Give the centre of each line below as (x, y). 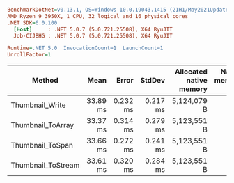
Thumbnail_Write (38, 105)
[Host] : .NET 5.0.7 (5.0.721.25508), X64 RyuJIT (93, 29)
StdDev (153, 81)
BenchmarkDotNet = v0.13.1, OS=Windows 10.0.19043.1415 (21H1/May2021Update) (119, 10)
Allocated (191, 72)
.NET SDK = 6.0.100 (32, 23)
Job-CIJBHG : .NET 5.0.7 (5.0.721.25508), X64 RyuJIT (93, 35)
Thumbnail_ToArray (42, 125)
